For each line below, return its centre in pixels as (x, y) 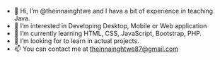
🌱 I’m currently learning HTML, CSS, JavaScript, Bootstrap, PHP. (108, 33)
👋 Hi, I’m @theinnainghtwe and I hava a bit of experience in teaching (114, 11)
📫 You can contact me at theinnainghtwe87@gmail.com (96, 49)
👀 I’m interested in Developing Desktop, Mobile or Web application (110, 26)
